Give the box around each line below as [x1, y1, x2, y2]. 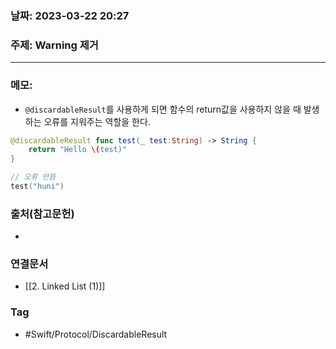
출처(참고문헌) [10, 207, 75, 221]
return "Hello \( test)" [28, 145, 128, 155]
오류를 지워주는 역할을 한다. [43, 115, 151, 127]
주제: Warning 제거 [10, 38, 99, 52]
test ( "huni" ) [10, 182, 65, 192]
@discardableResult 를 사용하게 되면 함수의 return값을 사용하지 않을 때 [24, 103, 302, 115]
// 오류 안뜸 [10, 172, 57, 182]
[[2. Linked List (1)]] [24, 280, 106, 292]
